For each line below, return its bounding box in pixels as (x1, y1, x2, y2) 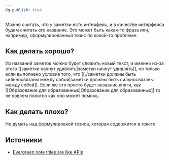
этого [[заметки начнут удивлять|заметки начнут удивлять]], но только (5, 66, 160, 72)
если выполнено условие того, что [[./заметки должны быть (5, 71, 136, 77)
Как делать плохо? (5, 107, 69, 116)
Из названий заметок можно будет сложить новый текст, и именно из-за (5, 60, 164, 67)
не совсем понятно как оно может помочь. (5, 92, 99, 99)
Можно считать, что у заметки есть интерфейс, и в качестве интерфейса (5, 21, 164, 27)
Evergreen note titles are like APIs (12, 149, 83, 155)
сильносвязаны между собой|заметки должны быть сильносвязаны (5, 77, 154, 83)
